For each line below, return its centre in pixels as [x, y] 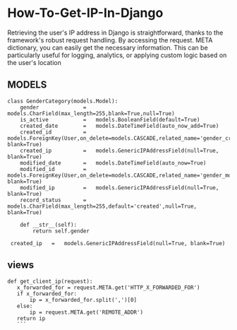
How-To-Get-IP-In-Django [85, 13]
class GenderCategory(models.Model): [63, 101]
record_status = [53, 200]
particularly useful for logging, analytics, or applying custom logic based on [117, 55]
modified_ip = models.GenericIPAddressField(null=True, [120, 188]
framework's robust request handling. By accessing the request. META [110, 40]
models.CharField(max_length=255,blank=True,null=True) [91, 113]
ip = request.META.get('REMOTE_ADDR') [86, 312]
